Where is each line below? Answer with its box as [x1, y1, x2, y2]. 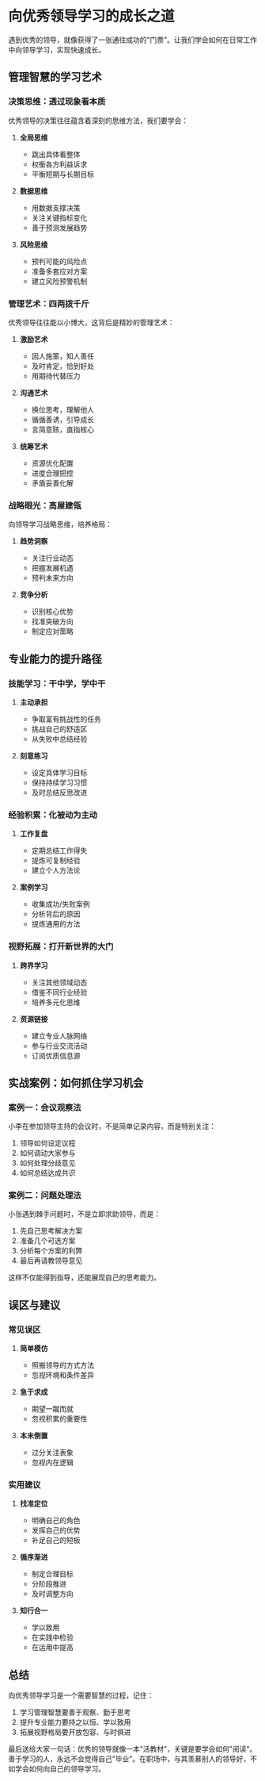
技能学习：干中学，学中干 [8, 677, 106, 689]
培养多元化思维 [31, 997, 81, 1007]
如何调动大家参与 [19, 1148, 76, 1158]
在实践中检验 [31, 1633, 74, 1642]
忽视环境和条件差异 [31, 1370, 95, 1380]
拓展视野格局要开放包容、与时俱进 [19, 1727, 131, 1737]
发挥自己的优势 [31, 1526, 81, 1535]
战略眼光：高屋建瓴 [8, 500, 81, 511]
